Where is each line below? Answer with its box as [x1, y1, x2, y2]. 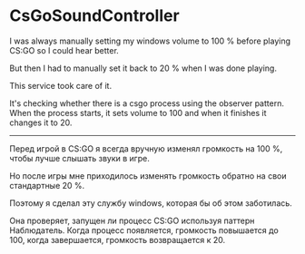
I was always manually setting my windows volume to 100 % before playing [9, 35, 291, 46]
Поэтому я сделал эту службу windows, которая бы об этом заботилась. [9, 197, 292, 209]
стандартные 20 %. [9, 180, 85, 190]
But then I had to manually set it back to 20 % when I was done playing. [9, 63, 277, 73]
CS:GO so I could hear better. [9, 44, 120, 55]
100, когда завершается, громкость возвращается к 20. [9, 234, 226, 245]
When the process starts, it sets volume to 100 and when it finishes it [9, 107, 267, 118]
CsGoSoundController [9, 5, 180, 26]
